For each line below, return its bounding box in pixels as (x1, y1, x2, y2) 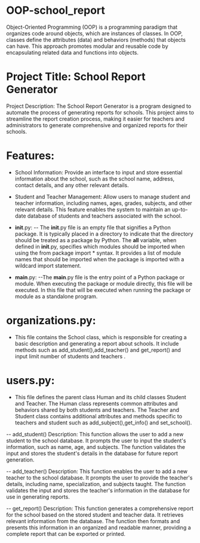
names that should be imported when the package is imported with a (14, 255, 184, 263)
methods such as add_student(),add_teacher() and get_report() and (14, 346, 181, 354)
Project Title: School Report (6, 70, 146, 84)
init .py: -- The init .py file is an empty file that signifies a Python (14, 224, 171, 231)
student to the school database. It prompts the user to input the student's (6, 437, 186, 444)
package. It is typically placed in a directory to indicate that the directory (14, 230, 193, 237)
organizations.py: (6, 314, 96, 327)
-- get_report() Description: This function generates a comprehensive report (6, 505, 194, 512)
